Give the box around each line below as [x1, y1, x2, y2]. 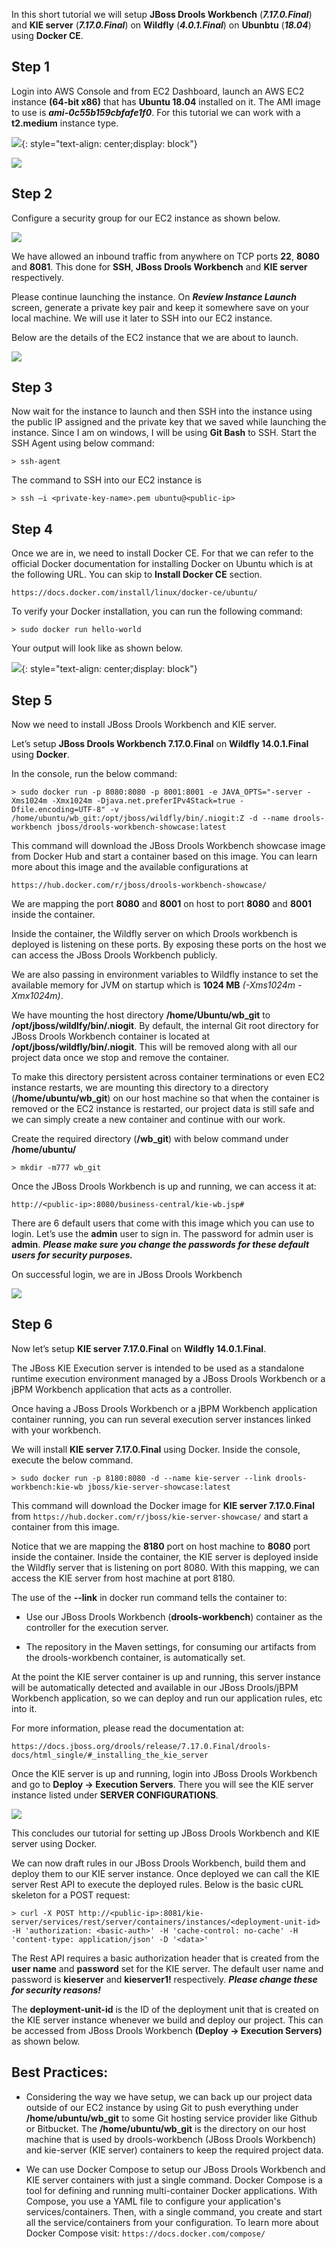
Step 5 [11, 692, 53, 709]
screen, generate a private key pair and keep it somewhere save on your [11, 301, 310, 313]
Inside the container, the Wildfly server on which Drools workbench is [11, 928, 298, 940]
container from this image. [11, 1520, 120, 1533]
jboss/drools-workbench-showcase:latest [55, 822, 227, 833]
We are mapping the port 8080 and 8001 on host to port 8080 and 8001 [11, 898, 312, 910]
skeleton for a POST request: [11, 1889, 131, 1901]
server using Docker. [11, 1837, 98, 1849]
